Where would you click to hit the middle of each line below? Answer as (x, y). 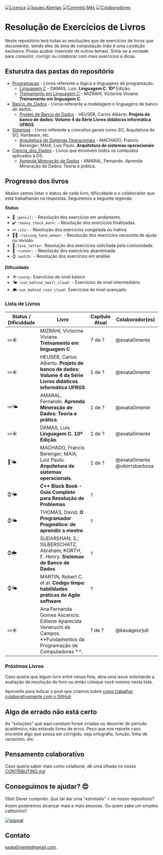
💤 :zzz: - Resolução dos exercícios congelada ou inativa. (70, 229)
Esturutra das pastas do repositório (60, 71)
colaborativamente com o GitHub (38, 697)
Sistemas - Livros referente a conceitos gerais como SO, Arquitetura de (83, 130)
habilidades (54, 589)
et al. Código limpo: (63, 583)
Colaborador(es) (136, 319)
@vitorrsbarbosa (135, 466)
